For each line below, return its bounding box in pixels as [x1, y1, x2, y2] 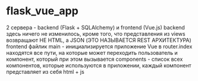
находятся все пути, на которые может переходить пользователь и [6, 49, 178, 56]
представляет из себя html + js [6, 68, 84, 75]
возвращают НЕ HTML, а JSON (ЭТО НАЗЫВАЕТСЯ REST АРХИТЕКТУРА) [6, 36, 191, 43]
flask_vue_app [6, 4, 78, 18]
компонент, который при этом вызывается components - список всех [6, 55, 183, 63]
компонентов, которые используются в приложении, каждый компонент [6, 61, 191, 69]
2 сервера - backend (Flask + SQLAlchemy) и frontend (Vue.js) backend [6, 24, 186, 31]
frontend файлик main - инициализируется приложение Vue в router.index [6, 43, 193, 50]
